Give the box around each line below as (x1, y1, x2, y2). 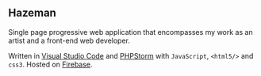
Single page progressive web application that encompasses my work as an (8, 27, 253, 36)
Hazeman (8, 6, 57, 20)
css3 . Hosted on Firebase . (8, 59, 93, 69)
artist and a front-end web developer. (8, 36, 131, 45)
